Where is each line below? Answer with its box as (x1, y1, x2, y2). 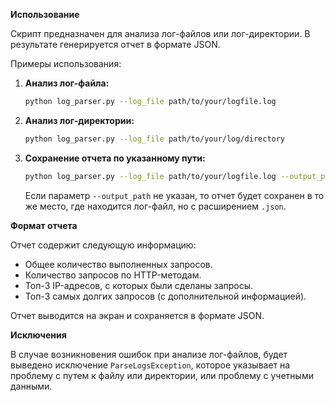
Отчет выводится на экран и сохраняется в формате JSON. (10, 309, 265, 321)
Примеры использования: (10, 58, 122, 69)
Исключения (10, 329, 67, 341)
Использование (10, 9, 80, 20)
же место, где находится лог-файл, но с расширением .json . (24, 200, 287, 212)
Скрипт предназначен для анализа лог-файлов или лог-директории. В (10, 28, 311, 39)
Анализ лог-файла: (24, 77, 110, 89)
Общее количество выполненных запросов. (24, 258, 213, 270)
